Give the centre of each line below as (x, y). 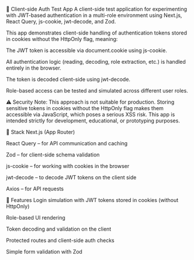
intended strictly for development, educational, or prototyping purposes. (93, 121)
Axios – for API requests (35, 189)
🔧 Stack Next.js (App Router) (41, 132)
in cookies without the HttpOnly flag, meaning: (62, 39)
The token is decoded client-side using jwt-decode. (68, 79)
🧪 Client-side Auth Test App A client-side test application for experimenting (97, 9)
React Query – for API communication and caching (67, 143)
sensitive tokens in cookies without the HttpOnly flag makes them (85, 108)
